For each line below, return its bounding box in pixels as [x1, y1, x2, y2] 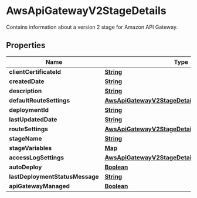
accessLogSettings [9, 153, 64, 162]
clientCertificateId [9, 67, 62, 76]
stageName [9, 134, 42, 142]
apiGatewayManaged [9, 182, 70, 190]
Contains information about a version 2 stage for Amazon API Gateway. [6, 23, 178, 30]
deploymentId [9, 105, 49, 114]
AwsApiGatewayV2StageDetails [6, 4, 167, 18]
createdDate [9, 77, 45, 86]
